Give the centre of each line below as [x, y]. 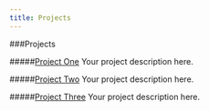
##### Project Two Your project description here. [102, 79]
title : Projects [40, 18]
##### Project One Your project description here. [101, 61]
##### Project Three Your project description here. [105, 96]
